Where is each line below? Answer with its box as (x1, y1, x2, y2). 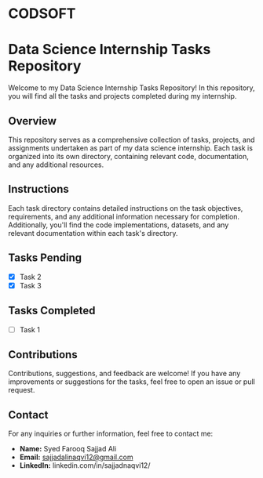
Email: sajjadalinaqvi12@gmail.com (19, 452, 133, 462)
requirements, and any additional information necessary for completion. (8, 212, 240, 221)
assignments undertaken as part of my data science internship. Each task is (8, 143, 254, 153)
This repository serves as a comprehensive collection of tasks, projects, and (8, 135, 255, 144)
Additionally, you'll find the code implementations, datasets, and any (8, 220, 229, 230)
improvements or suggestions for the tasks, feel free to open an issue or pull (8, 377, 255, 386)
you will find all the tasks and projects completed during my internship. (8, 92, 237, 101)
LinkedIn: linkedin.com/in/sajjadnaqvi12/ (19, 461, 151, 470)
